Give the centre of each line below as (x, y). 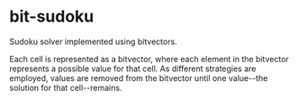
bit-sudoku (52, 17)
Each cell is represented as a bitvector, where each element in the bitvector (149, 59)
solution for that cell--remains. (66, 87)
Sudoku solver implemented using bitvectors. (93, 41)
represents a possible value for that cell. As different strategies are (133, 68)
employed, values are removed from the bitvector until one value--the (139, 77)
